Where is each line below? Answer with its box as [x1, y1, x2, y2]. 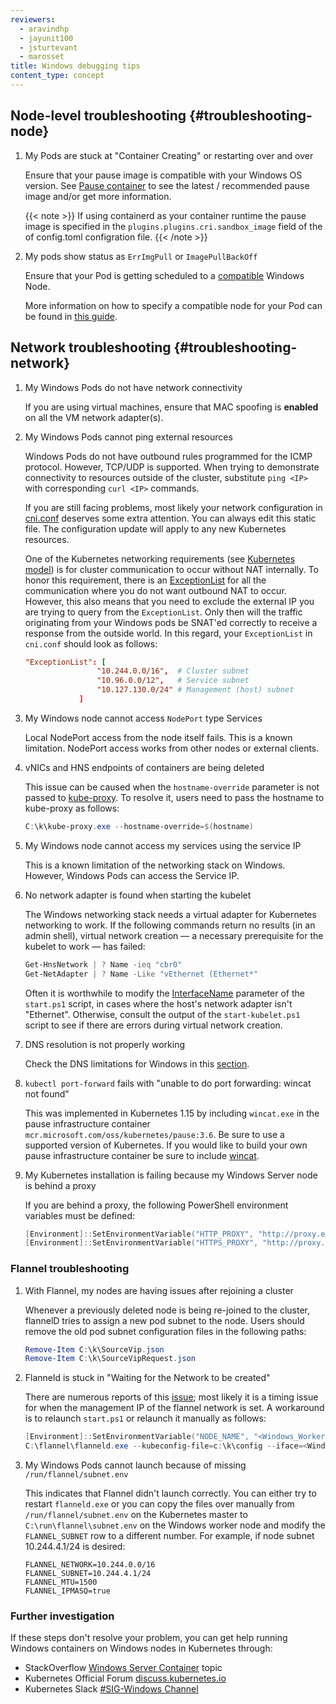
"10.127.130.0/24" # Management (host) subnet [96, 685, 295, 695]
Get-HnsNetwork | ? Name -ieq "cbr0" [24, 959, 183, 970]
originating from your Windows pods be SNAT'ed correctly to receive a [24, 616, 318, 628]
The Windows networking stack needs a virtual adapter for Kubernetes [24, 908, 317, 920]
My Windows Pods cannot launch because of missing [24, 1459, 247, 1471]
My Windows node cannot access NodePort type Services [24, 712, 263, 724]
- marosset [19, 52, 65, 62]
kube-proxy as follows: [24, 802, 120, 814]
